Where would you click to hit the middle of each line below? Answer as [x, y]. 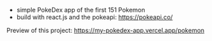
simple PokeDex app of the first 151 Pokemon [81, 10]
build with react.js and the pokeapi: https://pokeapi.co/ [95, 17]
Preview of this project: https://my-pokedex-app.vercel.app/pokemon [106, 30]
